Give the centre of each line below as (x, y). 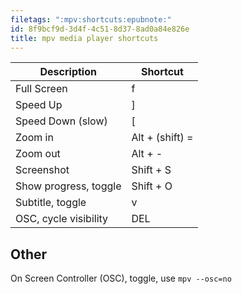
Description (68, 72)
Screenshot (42, 170)
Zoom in (34, 138)
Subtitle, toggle (51, 203)
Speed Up (39, 105)
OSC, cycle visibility (62, 219)
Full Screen (41, 89)
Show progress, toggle (68, 186)
